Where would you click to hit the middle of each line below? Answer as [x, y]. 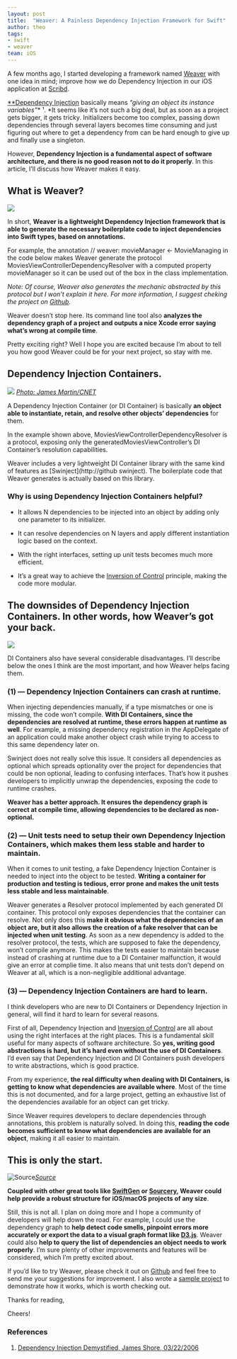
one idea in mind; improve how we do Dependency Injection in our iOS [110, 81]
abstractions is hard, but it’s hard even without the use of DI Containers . [115, 1050]
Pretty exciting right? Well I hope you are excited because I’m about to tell [114, 344]
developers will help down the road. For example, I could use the [102, 1220]
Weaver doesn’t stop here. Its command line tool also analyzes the [105, 315]
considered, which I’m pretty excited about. [70, 1258]
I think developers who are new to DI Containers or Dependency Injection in [117, 1006]
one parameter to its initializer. [62, 519]
